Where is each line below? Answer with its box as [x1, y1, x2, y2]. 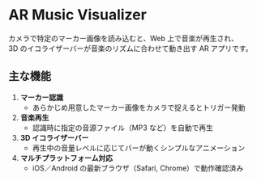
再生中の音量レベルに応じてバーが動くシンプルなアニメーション [32, 143, 246, 153]
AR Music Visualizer [8, 6, 148, 24]
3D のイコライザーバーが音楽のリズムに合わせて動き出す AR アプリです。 [8, 43, 253, 53]
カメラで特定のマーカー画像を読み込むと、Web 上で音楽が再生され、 [8, 33, 239, 43]
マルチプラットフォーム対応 [19, 153, 114, 162]
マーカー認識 [19, 92, 63, 102]
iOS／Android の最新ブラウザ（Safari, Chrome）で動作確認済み [32, 163, 244, 173]
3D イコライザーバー [19, 133, 89, 142]
